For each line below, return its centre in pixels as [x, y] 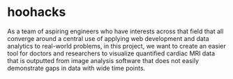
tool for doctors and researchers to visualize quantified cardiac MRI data [111, 53]
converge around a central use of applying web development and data [108, 38]
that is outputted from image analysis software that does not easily [103, 60]
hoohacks [37, 12]
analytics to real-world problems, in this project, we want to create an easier [117, 46]
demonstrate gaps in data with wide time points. [76, 68]
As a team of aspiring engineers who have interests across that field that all [115, 31]
